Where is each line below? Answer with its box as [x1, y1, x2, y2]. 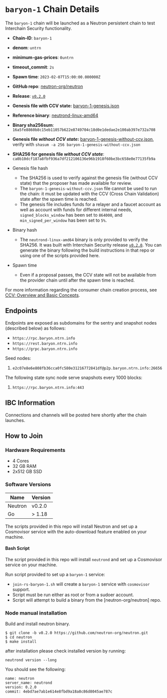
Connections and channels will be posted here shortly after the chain [5, 412, 147, 418]
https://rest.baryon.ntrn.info [12, 341, 78, 346]
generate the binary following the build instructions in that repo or [19, 247, 155, 253]
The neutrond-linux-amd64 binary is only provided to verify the [19, 236, 148, 243]
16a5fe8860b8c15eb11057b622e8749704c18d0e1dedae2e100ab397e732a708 [12, 127, 156, 132]
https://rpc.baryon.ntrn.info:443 [12, 385, 84, 390]
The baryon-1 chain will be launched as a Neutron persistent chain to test [5, 20, 156, 26]
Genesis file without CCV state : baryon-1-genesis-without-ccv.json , [12, 136, 155, 142]
